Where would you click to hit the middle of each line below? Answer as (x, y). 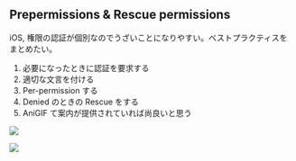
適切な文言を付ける (58, 79)
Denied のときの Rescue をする (81, 102)
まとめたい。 (33, 49)
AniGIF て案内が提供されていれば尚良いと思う (107, 112)
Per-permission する (60, 90)
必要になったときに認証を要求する (86, 67)
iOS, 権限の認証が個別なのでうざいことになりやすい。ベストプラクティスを (148, 37)
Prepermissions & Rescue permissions (120, 15)
